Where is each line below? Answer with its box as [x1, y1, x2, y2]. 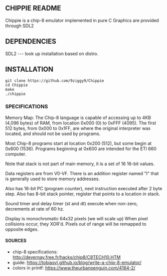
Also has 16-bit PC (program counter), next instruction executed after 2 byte [5, 185, 162, 191]
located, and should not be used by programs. [5, 130, 101, 136]
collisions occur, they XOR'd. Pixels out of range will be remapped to [5, 221, 146, 227]
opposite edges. [5, 226, 39, 232]
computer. [5, 151, 27, 157]
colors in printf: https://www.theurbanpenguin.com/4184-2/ [12, 264, 135, 270]
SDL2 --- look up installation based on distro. [5, 50, 99, 57]
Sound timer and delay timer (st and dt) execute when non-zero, [5, 200, 138, 206]
